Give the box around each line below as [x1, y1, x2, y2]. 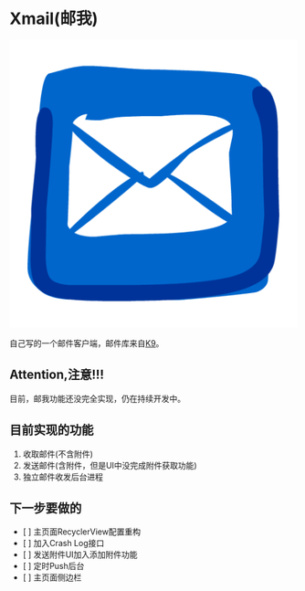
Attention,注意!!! [9, 367, 105, 383]
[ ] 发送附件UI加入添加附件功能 [22, 549, 139, 560]
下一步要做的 [9, 500, 82, 516]
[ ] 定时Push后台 [22, 561, 85, 572]
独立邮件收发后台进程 [22, 471, 103, 482]
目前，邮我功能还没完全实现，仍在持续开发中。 [9, 393, 185, 404]
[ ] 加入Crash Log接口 [22, 538, 105, 549]
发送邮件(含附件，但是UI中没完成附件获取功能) [22, 459, 198, 470]
